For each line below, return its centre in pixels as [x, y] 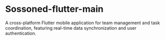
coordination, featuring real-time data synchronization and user [71, 28]
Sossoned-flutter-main [54, 9]
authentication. [21, 33]
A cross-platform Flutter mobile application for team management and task [82, 23]
